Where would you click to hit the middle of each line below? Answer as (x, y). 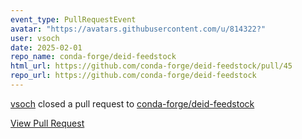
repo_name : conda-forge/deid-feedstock (93, 57)
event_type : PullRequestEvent (73, 19)
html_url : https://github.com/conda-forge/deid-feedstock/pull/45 (151, 66)
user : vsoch (35, 38)
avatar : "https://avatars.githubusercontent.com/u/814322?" (138, 29)
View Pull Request (47, 123)
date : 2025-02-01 (46, 47)
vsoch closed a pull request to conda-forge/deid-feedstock (132, 103)
